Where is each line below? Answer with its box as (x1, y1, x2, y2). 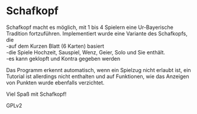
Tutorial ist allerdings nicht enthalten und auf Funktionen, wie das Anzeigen (6, 73, 189, 80)
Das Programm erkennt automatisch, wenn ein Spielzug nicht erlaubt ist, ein (6, 66, 191, 73)
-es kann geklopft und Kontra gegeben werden (6, 55, 121, 62)
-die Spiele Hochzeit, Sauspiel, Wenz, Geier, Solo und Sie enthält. (6, 48, 166, 56)
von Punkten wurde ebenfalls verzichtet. (6, 79, 105, 86)
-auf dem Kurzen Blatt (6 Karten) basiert (6, 43, 105, 50)
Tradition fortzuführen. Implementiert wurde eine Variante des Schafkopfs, (6, 30, 188, 37)
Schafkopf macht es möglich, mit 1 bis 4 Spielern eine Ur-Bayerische (6, 24, 173, 31)
